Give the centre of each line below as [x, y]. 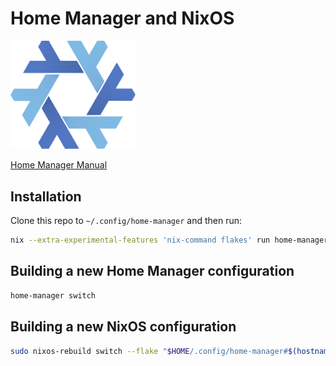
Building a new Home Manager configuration [152, 271]
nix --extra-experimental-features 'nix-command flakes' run [140, 240]
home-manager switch [53, 295]
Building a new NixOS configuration [123, 327]
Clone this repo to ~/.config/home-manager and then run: [126, 221]
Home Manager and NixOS [122, 18]
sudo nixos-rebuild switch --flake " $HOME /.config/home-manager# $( [154, 351]
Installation [46, 196]
